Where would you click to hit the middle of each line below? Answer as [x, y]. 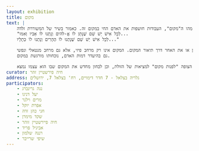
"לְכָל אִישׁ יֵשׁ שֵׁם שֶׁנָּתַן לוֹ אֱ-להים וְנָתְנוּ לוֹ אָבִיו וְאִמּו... [73, 34]
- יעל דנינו [28, 94]
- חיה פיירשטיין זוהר [37, 122]
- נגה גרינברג [30, 89]
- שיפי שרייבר [31, 139]
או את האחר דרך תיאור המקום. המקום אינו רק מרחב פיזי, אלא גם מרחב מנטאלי [109, 50]
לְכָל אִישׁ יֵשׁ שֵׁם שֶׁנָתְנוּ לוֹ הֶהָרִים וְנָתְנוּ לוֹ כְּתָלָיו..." [68, 39]
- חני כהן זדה [31, 111]
